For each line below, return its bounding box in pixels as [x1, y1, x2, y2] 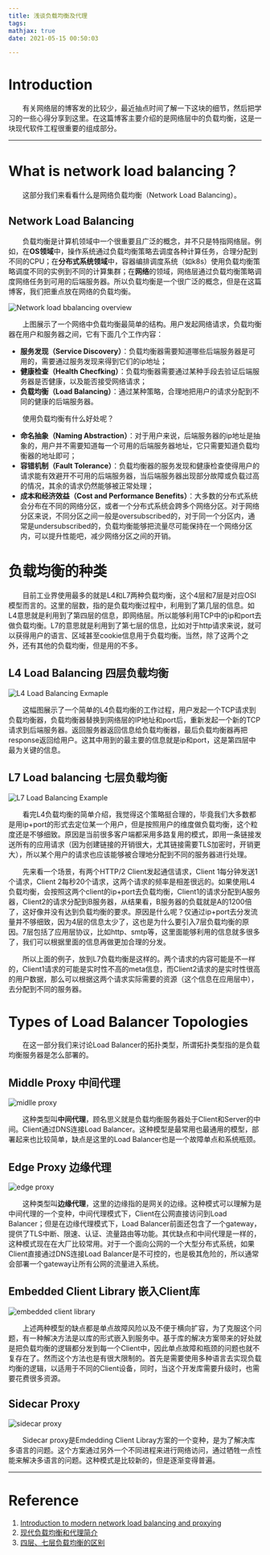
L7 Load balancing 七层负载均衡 [8, 771, 168, 784]
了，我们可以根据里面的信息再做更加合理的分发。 [8, 937, 170, 947]
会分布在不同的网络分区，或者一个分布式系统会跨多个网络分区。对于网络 [19, 501, 260, 510]
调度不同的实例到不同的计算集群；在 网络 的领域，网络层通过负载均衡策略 [14, 266, 255, 276]
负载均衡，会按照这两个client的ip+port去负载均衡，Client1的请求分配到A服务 [8, 886, 261, 896]
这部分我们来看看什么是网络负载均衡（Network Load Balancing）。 [22, 190, 241, 200]
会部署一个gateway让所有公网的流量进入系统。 [8, 1259, 163, 1269]
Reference [8, 1492, 79, 1509]
